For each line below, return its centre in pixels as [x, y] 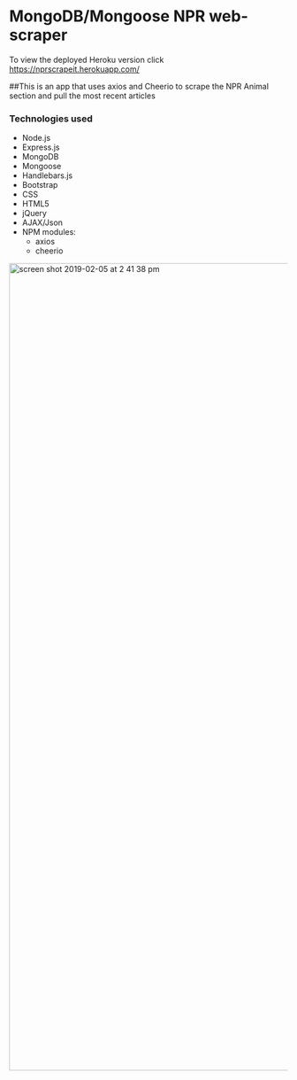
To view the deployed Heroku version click [87, 59]
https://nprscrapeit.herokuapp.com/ [74, 69]
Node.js [36, 138]
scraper [38, 35]
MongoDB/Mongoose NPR [107, 16]
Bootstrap [40, 185]
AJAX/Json [42, 222]
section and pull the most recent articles [83, 96]
